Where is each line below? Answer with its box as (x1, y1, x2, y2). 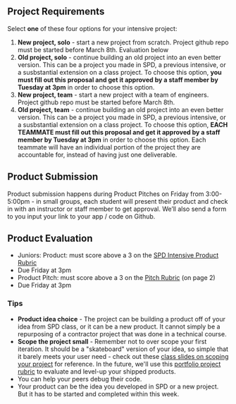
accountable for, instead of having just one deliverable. (17, 150, 178, 159)
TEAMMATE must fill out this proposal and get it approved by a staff (17, 128, 221, 136)
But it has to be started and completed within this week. (17, 389, 180, 398)
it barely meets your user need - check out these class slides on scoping (17, 352, 229, 360)
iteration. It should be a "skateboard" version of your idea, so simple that (17, 345, 229, 353)
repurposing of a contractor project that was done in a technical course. (17, 329, 227, 338)
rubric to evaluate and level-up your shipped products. (17, 367, 176, 376)
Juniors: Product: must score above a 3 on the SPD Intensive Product (17, 251, 219, 259)
